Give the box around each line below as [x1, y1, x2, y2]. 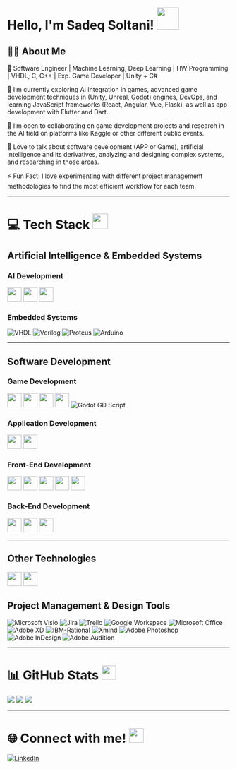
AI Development [7, 270, 63, 280]
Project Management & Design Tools [7, 600, 171, 612]
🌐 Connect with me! [7, 730, 127, 746]
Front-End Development [7, 460, 92, 470]
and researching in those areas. [7, 157, 99, 166]
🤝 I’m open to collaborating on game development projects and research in [7, 121, 224, 130]
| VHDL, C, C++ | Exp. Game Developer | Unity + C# [7, 71, 158, 80]
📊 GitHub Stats [7, 667, 99, 683]
